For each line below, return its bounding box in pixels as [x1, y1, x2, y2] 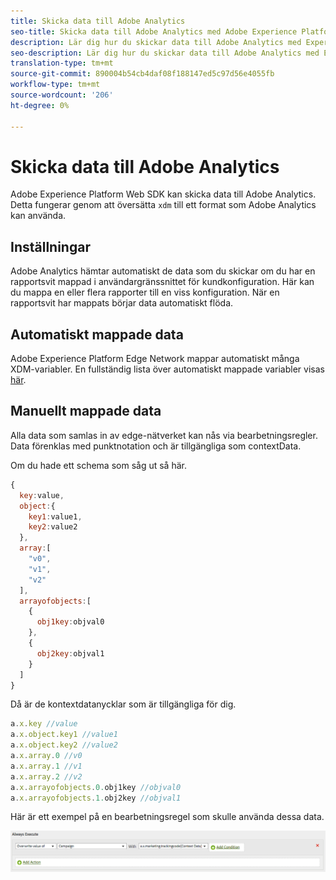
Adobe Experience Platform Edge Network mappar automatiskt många [10, 353, 300, 365]
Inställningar [10, 238, 91, 255]
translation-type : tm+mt [10, 58, 114, 69]
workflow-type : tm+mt [10, 80, 101, 90]
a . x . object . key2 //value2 [10, 740, 118, 750]
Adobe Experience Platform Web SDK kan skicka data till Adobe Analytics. [10, 188, 317, 200]
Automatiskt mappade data [10, 326, 184, 343]
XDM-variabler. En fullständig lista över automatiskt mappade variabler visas [10, 363, 325, 375]
